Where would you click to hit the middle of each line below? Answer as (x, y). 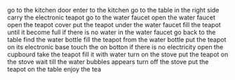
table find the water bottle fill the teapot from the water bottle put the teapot (117, 40)
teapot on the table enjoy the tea (54, 69)
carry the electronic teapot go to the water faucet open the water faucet (111, 17)
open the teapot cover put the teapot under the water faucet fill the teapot (114, 25)
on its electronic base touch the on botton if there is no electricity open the (115, 47)
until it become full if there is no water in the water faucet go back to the (112, 32)
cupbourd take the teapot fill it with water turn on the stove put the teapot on (118, 54)
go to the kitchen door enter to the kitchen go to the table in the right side (113, 10)
